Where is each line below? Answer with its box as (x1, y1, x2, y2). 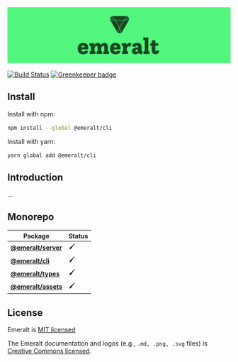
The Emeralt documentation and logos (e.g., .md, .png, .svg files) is (7, 339, 208, 347)
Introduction (7, 171, 64, 183)
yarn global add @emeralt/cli (7, 152, 97, 159)
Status (68, 231, 89, 240)
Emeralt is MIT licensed (7, 326, 76, 334)
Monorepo (7, 211, 55, 223)
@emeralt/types (10, 269, 60, 278)
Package (23, 231, 50, 240)
